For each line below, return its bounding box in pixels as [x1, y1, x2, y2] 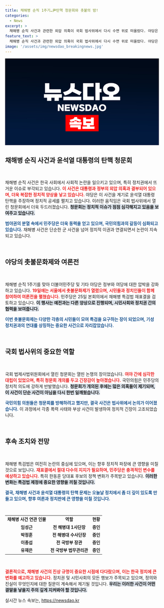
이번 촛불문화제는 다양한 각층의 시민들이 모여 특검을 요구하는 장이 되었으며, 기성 [5, 316, 155, 322]
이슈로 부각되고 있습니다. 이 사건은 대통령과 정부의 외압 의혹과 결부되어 [14, 186, 147, 192]
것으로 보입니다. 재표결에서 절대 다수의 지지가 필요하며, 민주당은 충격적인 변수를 [5, 467, 155, 473]
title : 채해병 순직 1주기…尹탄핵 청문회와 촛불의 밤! [5, 8, 99, 13]
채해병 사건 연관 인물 [7, 516, 46, 522]
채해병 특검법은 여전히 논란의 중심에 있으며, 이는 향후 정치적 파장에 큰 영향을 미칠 [5, 461, 159, 466]
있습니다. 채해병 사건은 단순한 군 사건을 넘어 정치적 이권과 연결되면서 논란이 [5, 227, 149, 233]
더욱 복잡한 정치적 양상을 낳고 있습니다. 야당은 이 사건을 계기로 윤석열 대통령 [11, 192, 155, 198]
